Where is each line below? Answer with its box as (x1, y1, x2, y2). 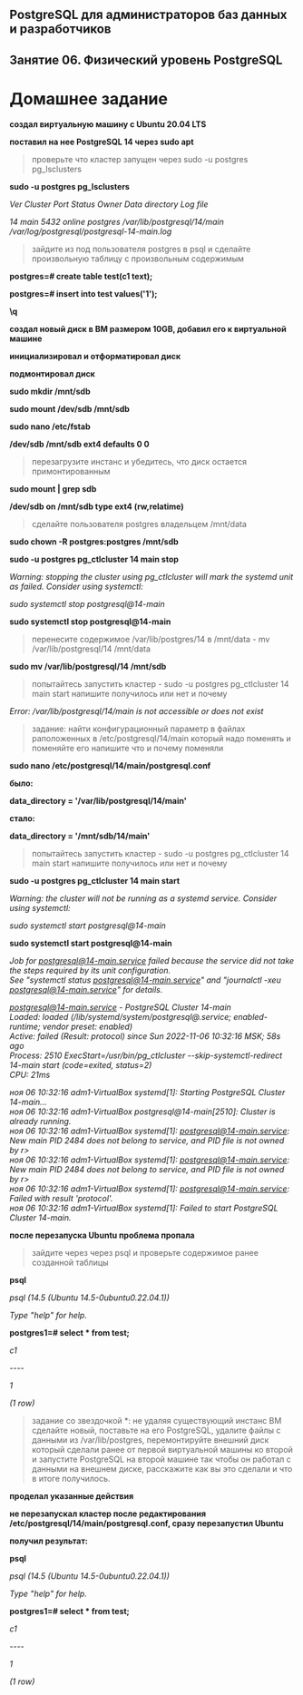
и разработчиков (9, 22, 112, 37)
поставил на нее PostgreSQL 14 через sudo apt (9, 136, 194, 147)
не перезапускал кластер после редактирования (9, 1508, 207, 1519)
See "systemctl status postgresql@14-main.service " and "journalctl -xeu (9, 975, 281, 985)
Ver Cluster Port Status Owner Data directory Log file (9, 199, 209, 210)
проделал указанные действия (9, 1490, 134, 1501)
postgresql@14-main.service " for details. (9, 984, 163, 994)
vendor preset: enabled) (42, 1021, 133, 1032)
